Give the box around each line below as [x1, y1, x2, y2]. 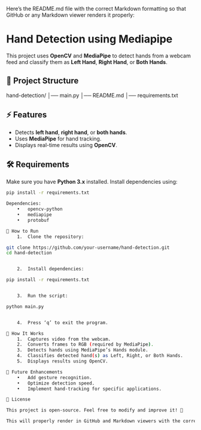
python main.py [6, 303, 44, 310]
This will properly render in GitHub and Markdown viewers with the [6, 418, 181, 424]
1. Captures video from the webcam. [17, 336, 111, 342]
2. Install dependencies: [17, 266, 84, 272]
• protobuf [17, 217, 50, 223]
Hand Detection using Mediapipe [6, 32, 173, 46]
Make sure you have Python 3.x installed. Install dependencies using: [6, 178, 178, 185]
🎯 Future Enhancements [6, 369, 63, 375]
